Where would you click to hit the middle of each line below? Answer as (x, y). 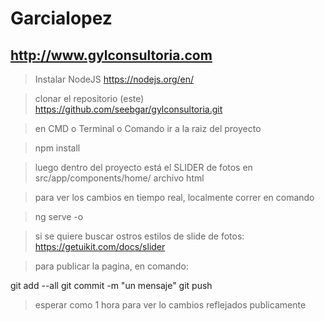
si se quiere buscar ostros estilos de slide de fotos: (139, 236)
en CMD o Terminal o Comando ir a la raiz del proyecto (148, 128)
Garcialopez (61, 18)
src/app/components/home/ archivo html (119, 178)
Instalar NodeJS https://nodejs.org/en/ (114, 79)
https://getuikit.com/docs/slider (100, 246)
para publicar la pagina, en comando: (111, 266)
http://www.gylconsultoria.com (111, 55)
